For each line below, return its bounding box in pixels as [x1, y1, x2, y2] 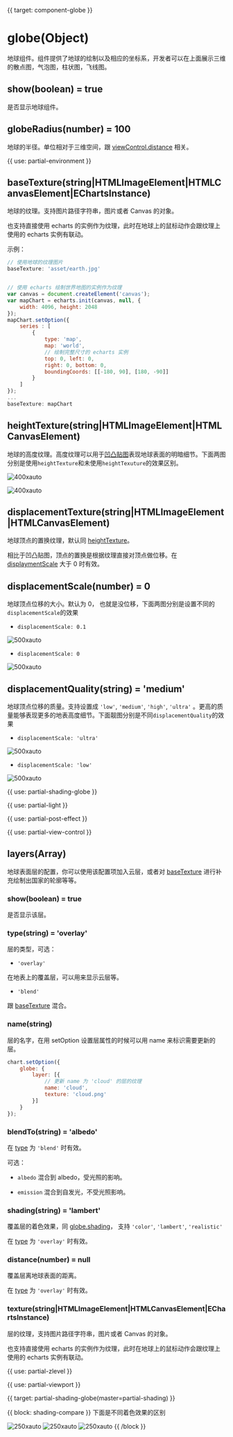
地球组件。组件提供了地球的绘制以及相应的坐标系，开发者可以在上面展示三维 [7, 54, 226, 62]
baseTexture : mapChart [7, 400, 73, 408]
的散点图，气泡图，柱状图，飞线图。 [7, 63, 111, 71]
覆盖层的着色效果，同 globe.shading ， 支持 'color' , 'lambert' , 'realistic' [7, 1222, 223, 1230]
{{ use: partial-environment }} [7, 156, 92, 165]
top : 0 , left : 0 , [44, 355, 95, 362]
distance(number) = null [7, 1255, 91, 1265]
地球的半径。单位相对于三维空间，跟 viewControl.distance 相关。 [7, 143, 193, 151]
